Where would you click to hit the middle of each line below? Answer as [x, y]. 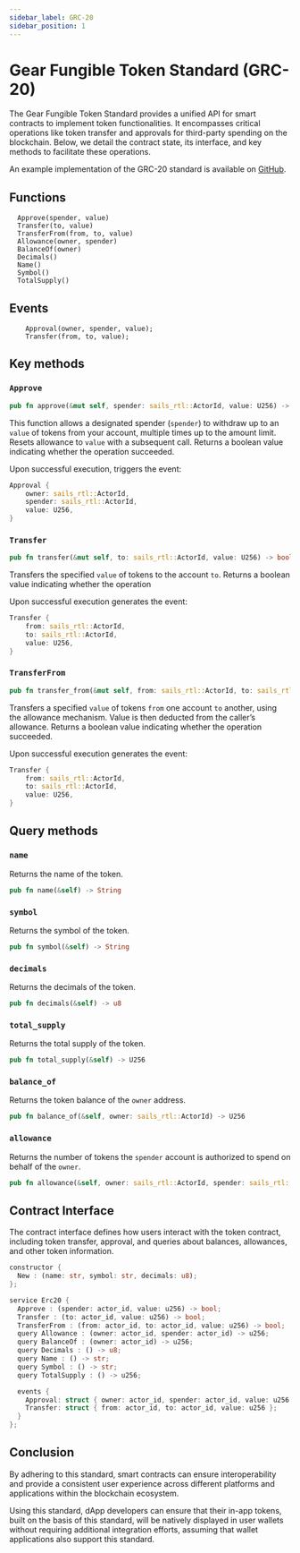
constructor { [36, 1267]
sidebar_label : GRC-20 [51, 17]
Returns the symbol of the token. [69, 930]
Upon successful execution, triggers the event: [96, 469]
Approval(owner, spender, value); [89, 329]
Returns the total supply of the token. [77, 1044]
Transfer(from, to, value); [77, 337]
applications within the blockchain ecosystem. [94, 1493]
